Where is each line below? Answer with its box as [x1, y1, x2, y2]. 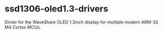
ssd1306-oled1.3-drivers [4, 3, 109, 14]
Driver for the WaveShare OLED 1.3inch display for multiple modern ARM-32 [4, 19, 159, 25]
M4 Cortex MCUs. [4, 24, 41, 30]
